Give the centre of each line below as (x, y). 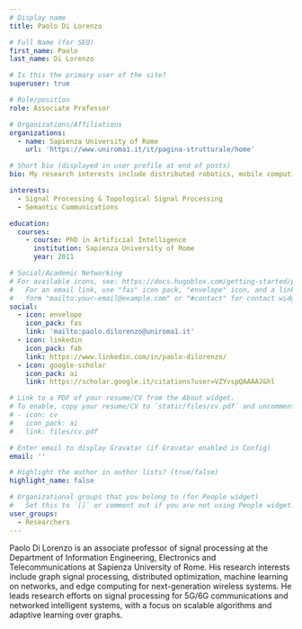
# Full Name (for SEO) (52, 42)
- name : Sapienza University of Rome (88, 141)
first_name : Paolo (44, 50)
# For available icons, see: (64, 281)
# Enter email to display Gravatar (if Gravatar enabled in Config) (140, 448)
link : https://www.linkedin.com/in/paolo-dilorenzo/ (126, 356)
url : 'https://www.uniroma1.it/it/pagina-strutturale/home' (140, 149)
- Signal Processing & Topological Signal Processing (120, 199)
